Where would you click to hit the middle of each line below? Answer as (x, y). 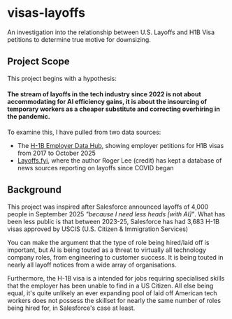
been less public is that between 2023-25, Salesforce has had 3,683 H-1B (114, 221)
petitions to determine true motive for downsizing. (79, 39)
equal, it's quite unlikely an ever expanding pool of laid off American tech (113, 293)
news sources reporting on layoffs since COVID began (95, 168)
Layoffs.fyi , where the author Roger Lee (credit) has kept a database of (119, 160)
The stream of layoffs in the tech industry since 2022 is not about (104, 94)
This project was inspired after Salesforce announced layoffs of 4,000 (108, 207)
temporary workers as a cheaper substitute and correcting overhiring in (114, 109)
